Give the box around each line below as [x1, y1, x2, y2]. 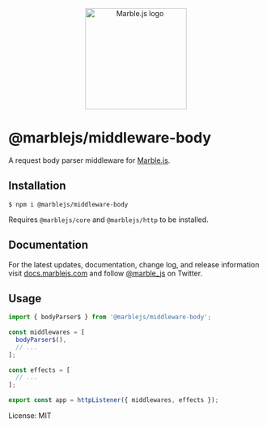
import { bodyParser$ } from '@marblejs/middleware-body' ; [8, 313, 212, 322]
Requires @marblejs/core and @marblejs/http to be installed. [8, 215, 209, 224]
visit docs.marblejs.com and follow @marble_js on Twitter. [8, 268, 203, 278]
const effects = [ [8, 365, 70, 374]
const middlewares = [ [8, 328, 85, 336]
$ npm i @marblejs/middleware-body [8, 200, 129, 208]
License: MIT [8, 410, 52, 421]
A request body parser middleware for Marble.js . [8, 155, 171, 165]
